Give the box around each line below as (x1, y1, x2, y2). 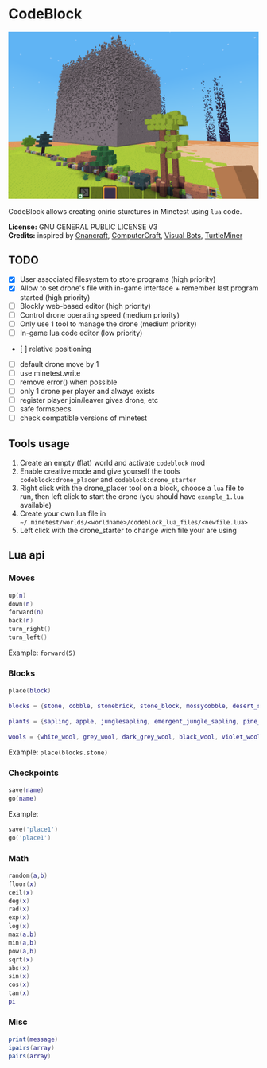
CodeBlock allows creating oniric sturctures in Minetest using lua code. (8, 206, 242, 216)
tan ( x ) (8, 989, 30, 997)
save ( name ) (8, 786, 44, 794)
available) (19, 501, 52, 510)
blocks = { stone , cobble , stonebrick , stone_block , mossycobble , (8, 702, 230, 711)
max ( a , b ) (8, 930, 37, 938)
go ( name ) (8, 794, 37, 802)
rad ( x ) (8, 905, 30, 914)
